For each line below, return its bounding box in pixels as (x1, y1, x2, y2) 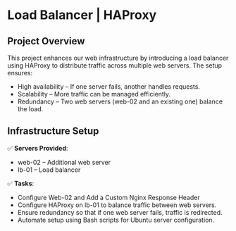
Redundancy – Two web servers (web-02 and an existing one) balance (17, 97, 223, 106)
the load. (17, 105, 44, 113)
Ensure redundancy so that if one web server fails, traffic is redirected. (17, 208, 223, 216)
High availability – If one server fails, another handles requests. (17, 82, 201, 91)
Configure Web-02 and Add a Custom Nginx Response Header (17, 193, 200, 201)
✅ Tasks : (7, 179, 35, 187)
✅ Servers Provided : (7, 144, 68, 152)
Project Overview (7, 35, 85, 47)
